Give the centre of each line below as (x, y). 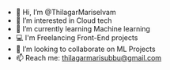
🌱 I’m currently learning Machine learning (83, 29)
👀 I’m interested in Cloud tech (64, 20)
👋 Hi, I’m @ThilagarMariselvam (66, 12)
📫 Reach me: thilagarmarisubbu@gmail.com (89, 58)
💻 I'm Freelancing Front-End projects (77, 38)
